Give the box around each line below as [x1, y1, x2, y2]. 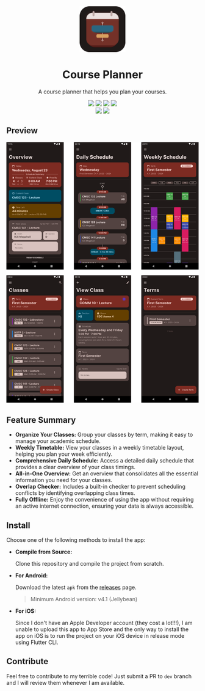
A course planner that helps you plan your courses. [38, 88, 167, 95]
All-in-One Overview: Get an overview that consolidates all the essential [15, 470, 198, 477]
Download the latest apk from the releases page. [15, 583, 137, 591]
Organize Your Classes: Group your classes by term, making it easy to [15, 431, 193, 439]
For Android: [15, 572, 48, 579]
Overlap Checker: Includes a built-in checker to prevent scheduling [15, 483, 186, 491]
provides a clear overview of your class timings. [15, 464, 136, 471]
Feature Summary [6, 415, 76, 425]
